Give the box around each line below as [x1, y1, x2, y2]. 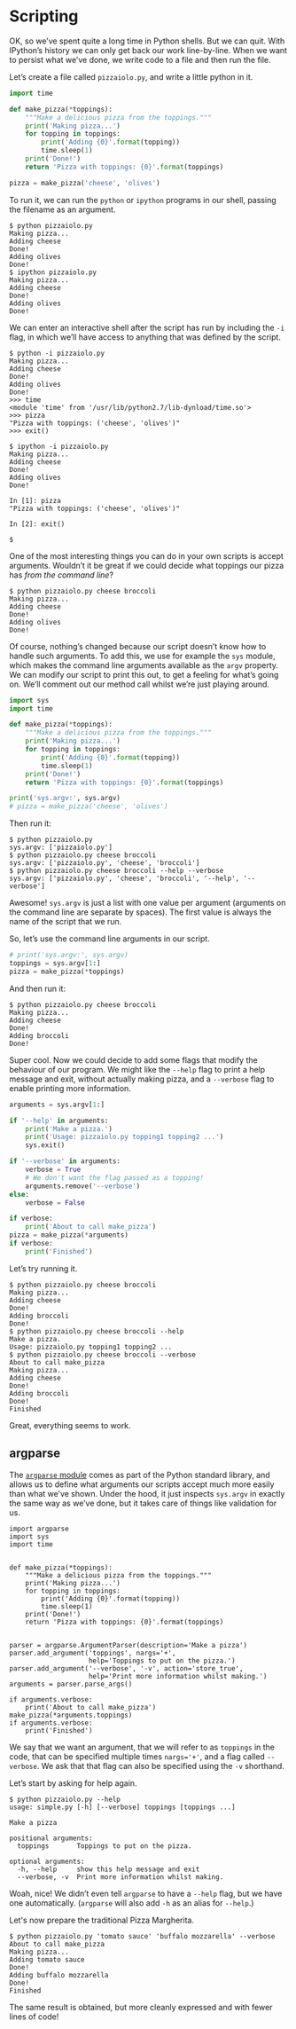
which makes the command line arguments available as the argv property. [9, 659, 279, 671]
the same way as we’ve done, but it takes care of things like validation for [9, 1498, 277, 1508]
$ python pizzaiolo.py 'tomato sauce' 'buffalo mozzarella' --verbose [9, 1931, 276, 1940]
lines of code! [9, 2011, 59, 2022]
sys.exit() [25, 1141, 66, 1150]
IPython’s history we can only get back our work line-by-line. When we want [9, 44, 288, 55]
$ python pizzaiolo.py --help [9, 1795, 121, 1804]
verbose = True [25, 1165, 82, 1175]
